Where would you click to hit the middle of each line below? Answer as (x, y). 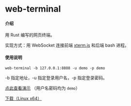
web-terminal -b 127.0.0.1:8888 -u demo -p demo (55, 68)
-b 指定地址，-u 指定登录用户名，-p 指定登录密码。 (56, 78)
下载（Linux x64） (24, 98)
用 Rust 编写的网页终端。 (30, 35)
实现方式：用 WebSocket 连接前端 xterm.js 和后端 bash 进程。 (67, 45)
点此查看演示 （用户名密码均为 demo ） (42, 88)
